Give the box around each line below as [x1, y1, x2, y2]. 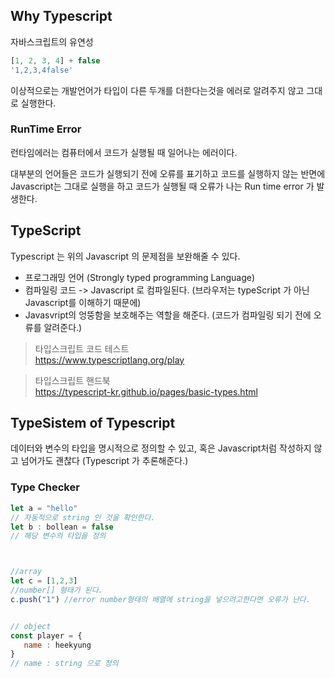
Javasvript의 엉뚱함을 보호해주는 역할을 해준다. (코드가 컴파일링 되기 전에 [24, 309, 312, 321]
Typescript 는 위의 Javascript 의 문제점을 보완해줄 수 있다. [10, 250, 241, 262]
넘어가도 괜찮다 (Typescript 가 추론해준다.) [20, 455, 189, 467]
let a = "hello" [10, 503, 78, 513]
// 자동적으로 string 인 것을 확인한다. [10, 512, 156, 523]
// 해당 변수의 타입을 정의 [10, 531, 107, 541]
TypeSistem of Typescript [10, 415, 176, 432]
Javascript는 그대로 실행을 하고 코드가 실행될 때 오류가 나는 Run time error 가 [10, 180, 315, 192]
